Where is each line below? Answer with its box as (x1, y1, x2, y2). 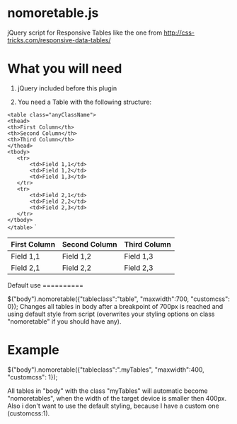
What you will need (7, 61, 122, 77)
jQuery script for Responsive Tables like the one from (7, 28, 163, 37)
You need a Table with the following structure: (17, 98, 152, 106)
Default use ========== (7, 281, 83, 289)
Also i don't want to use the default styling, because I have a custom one (7, 401, 219, 410)
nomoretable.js (7, 5, 99, 21)
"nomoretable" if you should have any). (7, 317, 122, 326)
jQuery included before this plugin (17, 83, 117, 93)
